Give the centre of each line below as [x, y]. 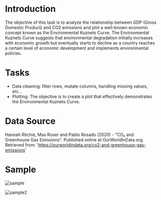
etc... [17, 91]
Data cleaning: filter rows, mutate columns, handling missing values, [80, 86]
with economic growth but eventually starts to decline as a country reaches [80, 43]
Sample [21, 169]
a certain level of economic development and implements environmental [77, 48]
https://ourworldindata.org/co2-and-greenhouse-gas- [92, 145]
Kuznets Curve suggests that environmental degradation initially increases [79, 38]
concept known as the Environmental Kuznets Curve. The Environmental [77, 32]
